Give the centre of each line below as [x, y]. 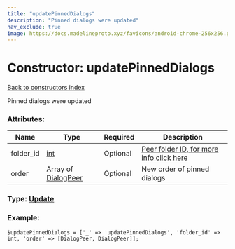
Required [119, 137]
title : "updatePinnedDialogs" [51, 14]
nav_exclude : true [34, 27]
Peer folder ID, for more [180, 149]
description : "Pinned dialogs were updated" [73, 20]
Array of [60, 169]
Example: [23, 218]
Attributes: [26, 119]
